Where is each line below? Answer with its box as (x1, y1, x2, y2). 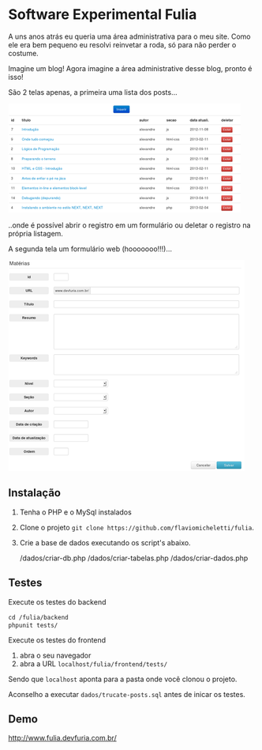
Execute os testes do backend (8, 597, 107, 606)
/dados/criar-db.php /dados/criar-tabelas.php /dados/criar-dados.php (19, 553, 249, 563)
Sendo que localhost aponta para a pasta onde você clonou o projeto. (8, 674, 238, 684)
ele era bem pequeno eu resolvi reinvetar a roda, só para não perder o (8, 40, 237, 49)
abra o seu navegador (19, 650, 92, 660)
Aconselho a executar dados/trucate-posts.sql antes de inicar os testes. (8, 689, 246, 699)
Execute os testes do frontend (8, 635, 107, 645)
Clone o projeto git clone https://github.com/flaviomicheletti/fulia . (19, 522, 255, 532)
